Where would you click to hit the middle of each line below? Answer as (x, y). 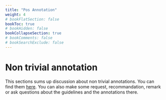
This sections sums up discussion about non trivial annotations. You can (80, 81)
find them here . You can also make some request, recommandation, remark (83, 86)
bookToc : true (20, 24)
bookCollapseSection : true (33, 33)
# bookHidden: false (27, 29)
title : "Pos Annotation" (31, 10)
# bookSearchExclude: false (35, 43)
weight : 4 (16, 15)
